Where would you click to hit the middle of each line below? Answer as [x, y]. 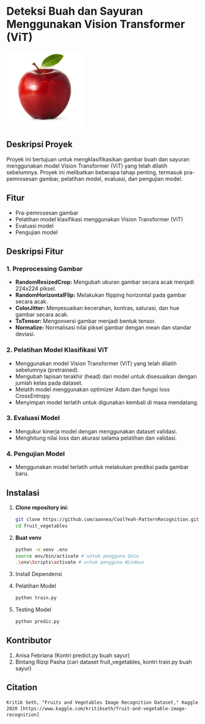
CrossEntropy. [33, 396]
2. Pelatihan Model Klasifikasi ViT [57, 350]
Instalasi [23, 493]
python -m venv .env [41, 549]
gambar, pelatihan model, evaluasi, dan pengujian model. [111, 179]
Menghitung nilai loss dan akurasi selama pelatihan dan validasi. [96, 438]
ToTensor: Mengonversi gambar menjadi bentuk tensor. [85, 321]
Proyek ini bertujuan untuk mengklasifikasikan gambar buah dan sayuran [98, 159]
